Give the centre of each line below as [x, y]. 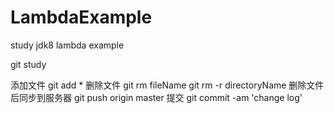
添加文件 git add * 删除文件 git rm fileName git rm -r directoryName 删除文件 [167, 85]
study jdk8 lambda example [67, 45]
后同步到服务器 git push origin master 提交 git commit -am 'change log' [156, 97]
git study [28, 64]
